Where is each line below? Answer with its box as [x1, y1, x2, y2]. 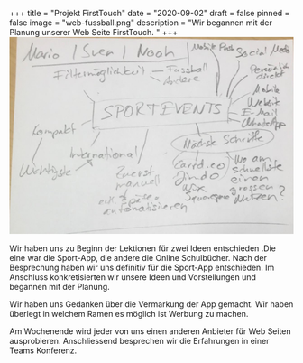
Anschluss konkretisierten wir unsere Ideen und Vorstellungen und [9, 271, 257, 283]
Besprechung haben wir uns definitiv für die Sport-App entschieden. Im [9, 262, 275, 273]
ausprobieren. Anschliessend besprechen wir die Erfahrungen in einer [9, 335, 270, 346]
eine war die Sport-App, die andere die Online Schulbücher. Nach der [9, 252, 268, 263]
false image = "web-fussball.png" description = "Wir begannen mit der [9, 17, 272, 28]
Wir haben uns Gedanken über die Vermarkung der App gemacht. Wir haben [9, 298, 294, 310]
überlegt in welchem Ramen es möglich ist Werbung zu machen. [9, 308, 249, 319]
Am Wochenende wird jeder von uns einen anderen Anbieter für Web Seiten [9, 325, 291, 337]
